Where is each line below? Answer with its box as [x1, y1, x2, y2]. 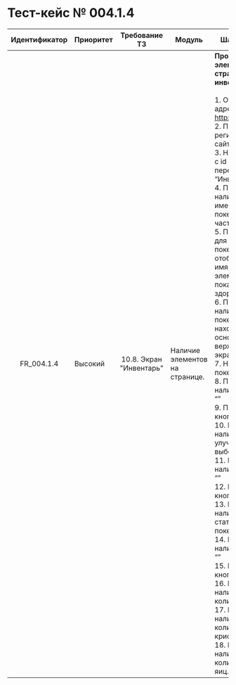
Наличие [170, 345, 201, 355]
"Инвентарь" [119, 363, 164, 373]
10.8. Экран [121, 354, 163, 364]
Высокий [74, 359, 105, 369]
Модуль [175, 34, 204, 44]
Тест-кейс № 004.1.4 [7, 5, 135, 21]
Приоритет [74, 34, 114, 44]
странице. [170, 371, 205, 381]
